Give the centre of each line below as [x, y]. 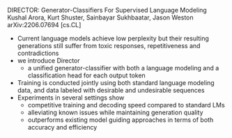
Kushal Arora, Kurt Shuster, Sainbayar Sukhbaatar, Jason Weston [100, 17]
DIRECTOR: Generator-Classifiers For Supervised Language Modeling [107, 10]
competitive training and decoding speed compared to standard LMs [126, 105]
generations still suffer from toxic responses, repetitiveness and [109, 46]
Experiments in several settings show [71, 98]
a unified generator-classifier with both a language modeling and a [123, 68]
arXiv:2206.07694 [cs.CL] [44, 25]
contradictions [38, 53]
